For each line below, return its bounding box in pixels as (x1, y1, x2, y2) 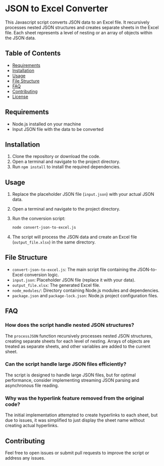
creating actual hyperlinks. (5, 423, 59, 429)
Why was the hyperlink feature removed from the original (5, 395, 144, 402)
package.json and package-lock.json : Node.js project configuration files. (12, 292, 158, 298)
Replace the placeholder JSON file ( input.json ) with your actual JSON (12, 191, 154, 197)
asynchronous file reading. (5, 382, 59, 388)
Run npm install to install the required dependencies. (12, 164, 121, 170)
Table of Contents (5, 49, 61, 58)
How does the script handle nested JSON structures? (5, 322, 135, 329)
